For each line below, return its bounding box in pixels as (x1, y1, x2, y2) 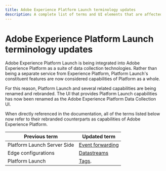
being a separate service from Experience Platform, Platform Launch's (5, 70, 148, 77)
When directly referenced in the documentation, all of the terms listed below (5, 111, 161, 117)
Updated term (82, 133, 116, 140)
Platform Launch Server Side (7, 142, 74, 149)
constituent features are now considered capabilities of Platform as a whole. (5, 76, 161, 82)
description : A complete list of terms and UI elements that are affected (5, 12, 163, 17)
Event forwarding (79, 142, 119, 149)
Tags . (79, 158, 92, 165)
